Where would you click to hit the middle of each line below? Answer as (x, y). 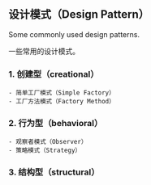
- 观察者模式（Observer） (48, 142)
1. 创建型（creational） (54, 74)
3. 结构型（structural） (54, 172)
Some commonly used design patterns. (74, 34)
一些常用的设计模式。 (44, 51)
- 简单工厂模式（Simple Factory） (62, 93)
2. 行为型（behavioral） (56, 124)
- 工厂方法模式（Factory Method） (62, 102)
